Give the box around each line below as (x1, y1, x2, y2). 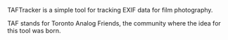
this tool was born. (7, 27, 61, 34)
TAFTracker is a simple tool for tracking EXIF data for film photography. (7, 6, 213, 14)
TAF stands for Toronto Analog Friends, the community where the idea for (7, 19, 222, 27)
